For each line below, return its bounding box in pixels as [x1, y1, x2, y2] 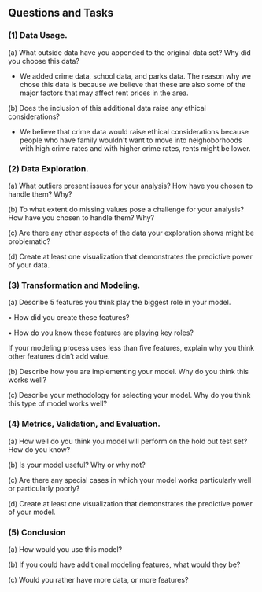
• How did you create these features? [8, 313, 130, 322]
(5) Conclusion [8, 527, 66, 538]
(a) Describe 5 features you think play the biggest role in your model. [8, 298, 231, 307]
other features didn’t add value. [8, 351, 110, 361]
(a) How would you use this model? [8, 544, 123, 553]
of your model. [8, 507, 56, 517]
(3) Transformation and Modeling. [8, 279, 141, 290]
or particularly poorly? [8, 484, 80, 493]
